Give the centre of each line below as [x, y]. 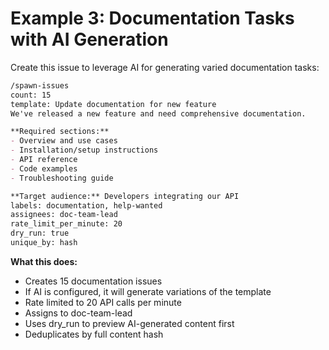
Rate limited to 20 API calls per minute [103, 302]
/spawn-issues [40, 85]
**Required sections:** [60, 132]
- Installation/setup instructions [84, 150]
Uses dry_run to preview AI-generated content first [129, 323]
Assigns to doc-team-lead [78, 313]
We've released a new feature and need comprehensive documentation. [158, 113]
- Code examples [44, 168]
